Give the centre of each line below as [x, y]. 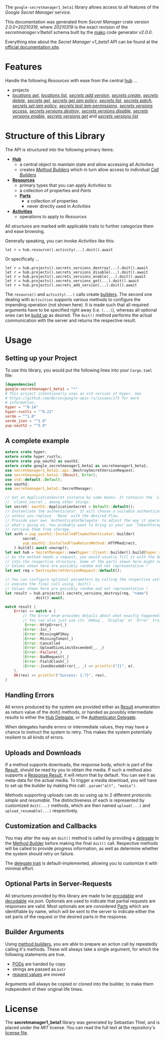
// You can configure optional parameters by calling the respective [78, 579]
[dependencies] [21, 384]
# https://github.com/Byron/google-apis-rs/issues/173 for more [72, 398]
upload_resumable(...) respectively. [42, 811]
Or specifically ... [22, 259]
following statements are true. [35, 954]
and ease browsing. [25, 231]
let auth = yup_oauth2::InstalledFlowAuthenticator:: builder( [70, 534]
